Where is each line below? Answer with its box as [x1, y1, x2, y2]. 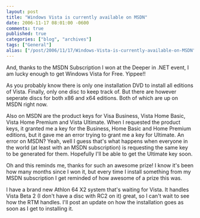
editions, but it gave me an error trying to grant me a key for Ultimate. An [6, 131, 185, 138]
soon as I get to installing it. [6, 205, 73, 212]
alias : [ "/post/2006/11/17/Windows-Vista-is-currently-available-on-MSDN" [6, 48, 196, 54]
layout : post [6, 8, 39, 15]
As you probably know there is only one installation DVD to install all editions [6, 82, 193, 89]
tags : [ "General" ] [6, 42, 52, 48]
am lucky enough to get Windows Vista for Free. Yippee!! [6, 70, 146, 77]
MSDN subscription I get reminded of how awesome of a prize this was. [6, 174, 183, 182]
